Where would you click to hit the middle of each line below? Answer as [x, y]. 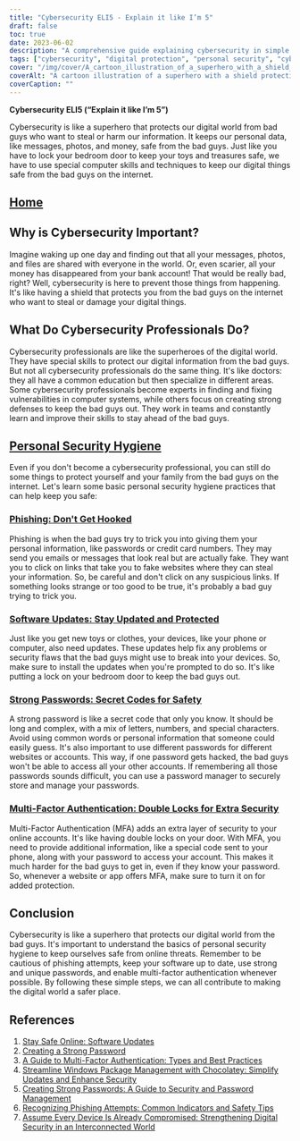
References [42, 1020]
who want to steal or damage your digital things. [98, 301]
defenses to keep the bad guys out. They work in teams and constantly [140, 409]
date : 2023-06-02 [42, 42]
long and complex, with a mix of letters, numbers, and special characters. [144, 729]
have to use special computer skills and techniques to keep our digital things [150, 165]
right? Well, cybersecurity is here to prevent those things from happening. [145, 283]
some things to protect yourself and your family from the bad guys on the [144, 477]
